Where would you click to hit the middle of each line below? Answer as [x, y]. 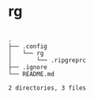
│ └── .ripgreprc [47, 60]
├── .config [28, 46]
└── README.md [32, 74]
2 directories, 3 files [47, 88]
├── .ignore [28, 67]
